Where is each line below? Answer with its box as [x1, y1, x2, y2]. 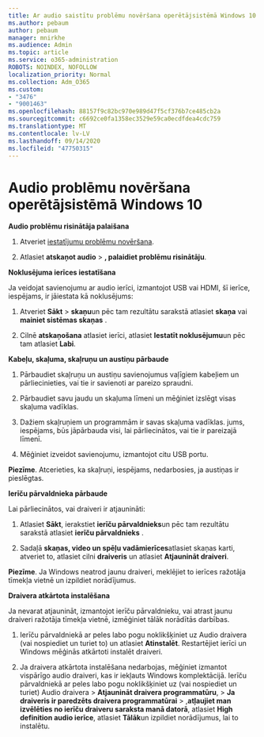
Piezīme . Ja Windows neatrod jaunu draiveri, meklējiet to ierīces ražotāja [8, 567, 247, 577]
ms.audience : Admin [8, 41, 73, 49]
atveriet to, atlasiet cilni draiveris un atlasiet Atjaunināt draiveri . [19, 552, 229, 562]
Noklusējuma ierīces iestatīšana [8, 267, 116, 278]
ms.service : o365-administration [8, 56, 119, 64]
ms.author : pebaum [8, 19, 69, 27]
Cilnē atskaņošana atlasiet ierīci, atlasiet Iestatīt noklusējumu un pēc [19, 331, 246, 340]
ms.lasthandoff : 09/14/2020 [8, 136, 101, 145]
